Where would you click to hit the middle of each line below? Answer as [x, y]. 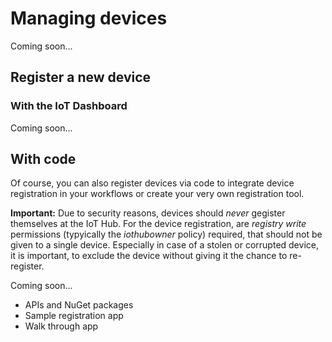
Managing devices [89, 18]
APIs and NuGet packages [79, 305]
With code [43, 159]
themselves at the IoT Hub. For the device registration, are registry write [158, 224]
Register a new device [81, 77]
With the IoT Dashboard [69, 106]
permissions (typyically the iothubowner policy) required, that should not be [166, 234]
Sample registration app [74, 316]
